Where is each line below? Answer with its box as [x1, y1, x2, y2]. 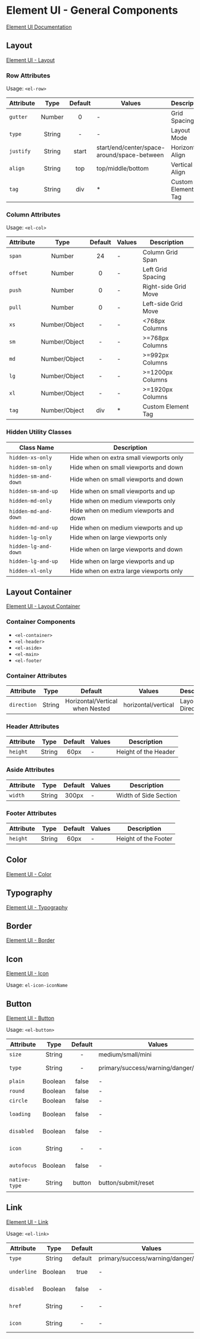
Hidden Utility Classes [6, 428, 72, 436]
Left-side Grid [142, 299, 183, 308]
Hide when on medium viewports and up [70, 523, 183, 531]
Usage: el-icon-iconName [6, 982, 68, 989]
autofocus [9, 1162, 37, 1169]
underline [9, 1268, 37, 1275]
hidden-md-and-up [9, 524, 58, 531]
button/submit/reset [98, 1179, 155, 1187]
